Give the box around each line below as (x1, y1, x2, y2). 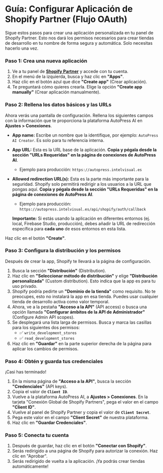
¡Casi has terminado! (5, 369, 47, 375)
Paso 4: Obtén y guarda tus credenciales (5, 358, 103, 365)
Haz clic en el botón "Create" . (5, 235, 66, 241)
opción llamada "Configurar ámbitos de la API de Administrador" (12, 309, 145, 315)
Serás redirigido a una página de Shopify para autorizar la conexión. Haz (12, 448, 158, 454)
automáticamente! (12, 463, 49, 470)
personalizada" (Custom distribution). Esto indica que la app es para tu (12, 278, 156, 284)
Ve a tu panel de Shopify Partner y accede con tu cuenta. (12, 69, 128, 74)
